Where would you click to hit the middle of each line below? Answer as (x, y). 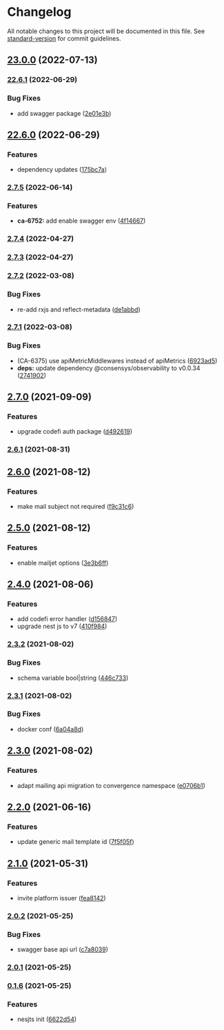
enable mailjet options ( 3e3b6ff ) (63, 563)
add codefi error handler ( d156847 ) (67, 619)
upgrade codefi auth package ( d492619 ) (75, 432)
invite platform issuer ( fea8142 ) (61, 898)
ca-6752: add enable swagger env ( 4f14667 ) (81, 221)
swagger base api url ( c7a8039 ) (62, 949)
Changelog (39, 12)
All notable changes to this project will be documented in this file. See (106, 31)
